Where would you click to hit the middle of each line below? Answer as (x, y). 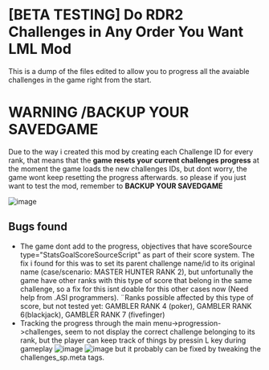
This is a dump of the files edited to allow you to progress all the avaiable (129, 71)
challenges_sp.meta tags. (62, 357)
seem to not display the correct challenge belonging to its (160, 331)
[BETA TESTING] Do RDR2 (96, 15)
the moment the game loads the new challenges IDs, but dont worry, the (128, 169)
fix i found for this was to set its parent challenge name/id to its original (137, 263)
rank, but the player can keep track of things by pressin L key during (133, 340)
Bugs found (38, 227)
